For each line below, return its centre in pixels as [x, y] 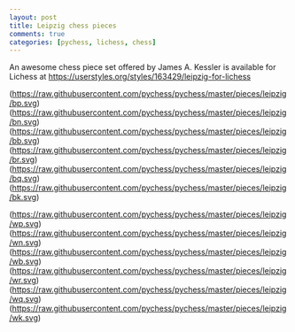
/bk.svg [23, 197]
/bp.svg [23, 104]
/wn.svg [24, 243]
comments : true [37, 34]
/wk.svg [23, 318]
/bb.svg [23, 141]
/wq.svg [24, 299]
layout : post [33, 17]
